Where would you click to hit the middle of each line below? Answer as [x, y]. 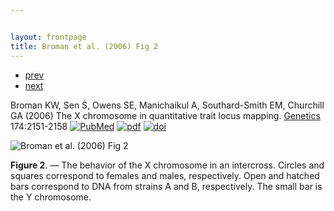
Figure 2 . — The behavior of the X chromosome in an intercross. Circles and [167, 165]
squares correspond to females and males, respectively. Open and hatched [165, 175]
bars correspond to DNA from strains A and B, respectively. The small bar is [166, 186]
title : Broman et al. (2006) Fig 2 [84, 46]
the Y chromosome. [51, 197]
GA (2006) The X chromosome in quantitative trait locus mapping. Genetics [165, 115]
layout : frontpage [48, 37]
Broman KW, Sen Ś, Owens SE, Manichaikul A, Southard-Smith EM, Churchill [167, 105]
